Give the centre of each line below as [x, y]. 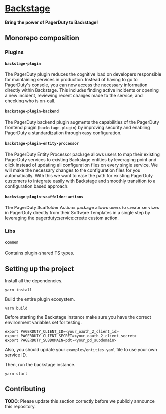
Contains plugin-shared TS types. [40, 253]
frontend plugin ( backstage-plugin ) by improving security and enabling [78, 127]
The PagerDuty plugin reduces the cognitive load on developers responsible [83, 74]
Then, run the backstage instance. [40, 364]
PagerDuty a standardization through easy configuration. [63, 133]
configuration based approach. [37, 186]
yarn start [16, 374]
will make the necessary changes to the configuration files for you [73, 170]
